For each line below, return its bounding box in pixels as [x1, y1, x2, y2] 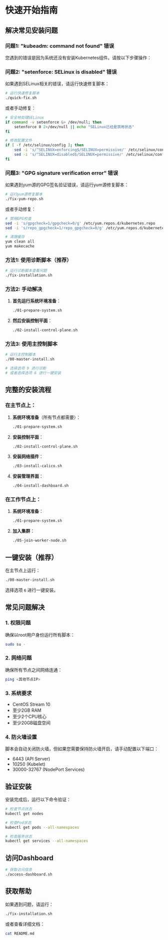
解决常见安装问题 [5, 26, 58, 35]
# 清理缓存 [5, 234, 25, 239]
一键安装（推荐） [5, 553, 58, 561]
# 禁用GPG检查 [5, 216, 31, 221]
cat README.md [5, 931, 35, 936]
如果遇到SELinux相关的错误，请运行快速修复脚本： [5, 81, 109, 87]
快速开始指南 [5, 5, 58, 16]
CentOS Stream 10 [12, 701, 51, 707]
